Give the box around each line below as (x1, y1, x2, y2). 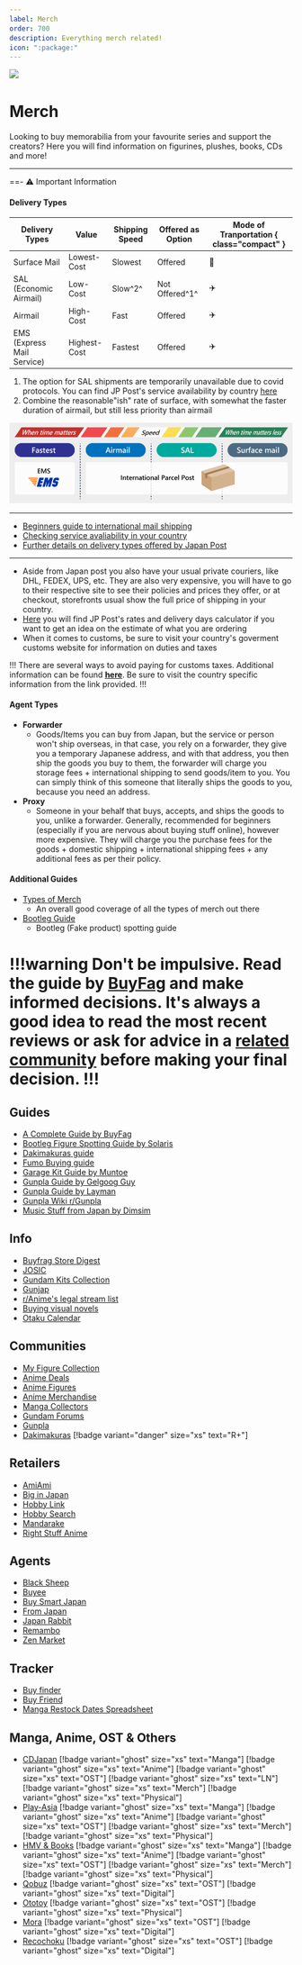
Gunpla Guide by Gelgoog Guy (22, 1176, 136, 1188)
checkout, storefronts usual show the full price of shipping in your (22, 594, 267, 605)
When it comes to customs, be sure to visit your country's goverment (22, 632, 280, 643)
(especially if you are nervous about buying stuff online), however (35, 824, 280, 835)
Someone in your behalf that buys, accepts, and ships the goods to (35, 805, 285, 816)
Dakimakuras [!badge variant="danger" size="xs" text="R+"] (22, 1429, 249, 1440)
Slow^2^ (111, 284, 143, 294)
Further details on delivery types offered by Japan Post (22, 539, 227, 550)
